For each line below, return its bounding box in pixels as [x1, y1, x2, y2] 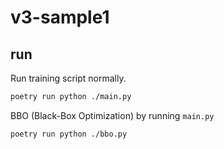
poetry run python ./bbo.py [10, 129, 128, 139]
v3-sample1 [10, 6, 110, 29]
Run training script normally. [10, 72, 127, 84]
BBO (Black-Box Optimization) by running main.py [10, 109, 215, 121]
